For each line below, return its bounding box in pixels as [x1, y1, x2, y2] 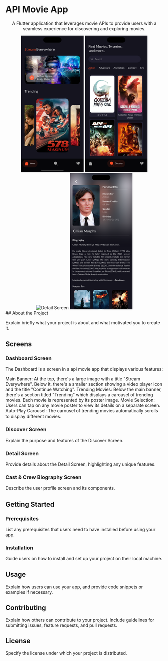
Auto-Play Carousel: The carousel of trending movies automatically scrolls [5, 408, 158, 414]
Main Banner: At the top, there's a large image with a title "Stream [5, 376, 140, 382]
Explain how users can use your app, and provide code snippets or [5, 584, 143, 590]
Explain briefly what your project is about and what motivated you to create [5, 319, 160, 325]
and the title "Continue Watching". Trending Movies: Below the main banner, [5, 386, 162, 393]
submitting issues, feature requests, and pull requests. [5, 622, 118, 628]
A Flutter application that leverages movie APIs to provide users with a [12, 20, 157, 26]
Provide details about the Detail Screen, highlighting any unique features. [5, 461, 156, 467]
